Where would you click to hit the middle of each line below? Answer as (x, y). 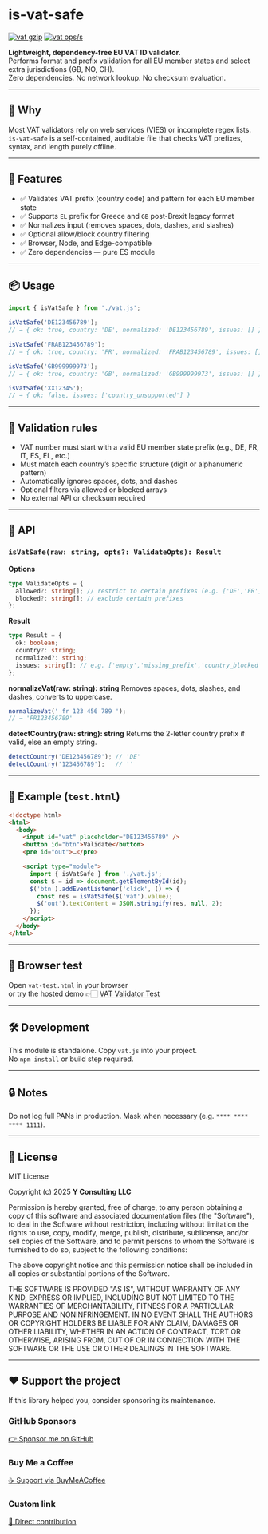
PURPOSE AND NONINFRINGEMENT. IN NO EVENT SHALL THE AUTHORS (131, 1314)
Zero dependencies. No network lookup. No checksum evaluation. (117, 77)
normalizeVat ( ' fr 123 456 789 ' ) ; (67, 711)
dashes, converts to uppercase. (61, 696)
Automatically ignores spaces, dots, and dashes (99, 482)
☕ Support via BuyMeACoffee (57, 1480)
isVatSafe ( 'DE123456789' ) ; (53, 323)
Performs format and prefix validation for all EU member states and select (129, 61)
